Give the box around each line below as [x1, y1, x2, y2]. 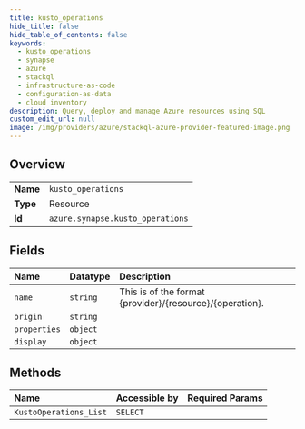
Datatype [69, 270, 111, 283]
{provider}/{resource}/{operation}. [119, 296, 265, 309]
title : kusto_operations [9, 13, 103, 23]
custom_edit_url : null [9, 115, 95, 124]
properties [14, 324, 61, 334]
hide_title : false [9, 22, 79, 31]
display [14, 336, 47, 346]
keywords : [9, 38, 47, 48]
